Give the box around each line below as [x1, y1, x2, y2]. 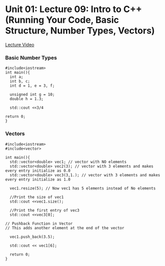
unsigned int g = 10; [10, 92, 55, 97]
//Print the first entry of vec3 [10, 208, 80, 213]
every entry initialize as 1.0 [5, 177, 71, 182]
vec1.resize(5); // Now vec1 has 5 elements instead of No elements [10, 185, 156, 191]
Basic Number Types [5, 54, 57, 61]
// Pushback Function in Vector [5, 221, 73, 226]
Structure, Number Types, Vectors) [5, 25, 155, 36]
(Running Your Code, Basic [5, 14, 119, 26]
